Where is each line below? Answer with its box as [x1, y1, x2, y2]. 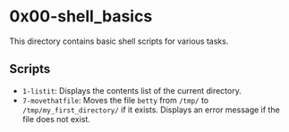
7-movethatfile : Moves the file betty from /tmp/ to [21, 95, 209, 105]
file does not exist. [21, 113, 91, 124]
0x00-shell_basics [9, 6, 153, 27]
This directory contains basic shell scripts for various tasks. [9, 36, 229, 46]
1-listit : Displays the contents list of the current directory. [21, 85, 242, 95]
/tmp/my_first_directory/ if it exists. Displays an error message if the [21, 104, 280, 115]
